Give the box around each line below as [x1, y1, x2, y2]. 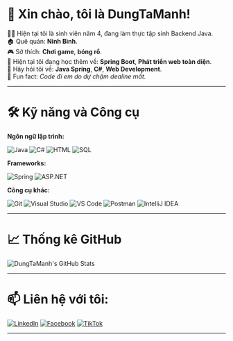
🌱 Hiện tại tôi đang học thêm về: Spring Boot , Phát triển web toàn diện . [7, 57, 212, 65]
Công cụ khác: [7, 185, 50, 194]
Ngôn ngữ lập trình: [7, 132, 64, 140]
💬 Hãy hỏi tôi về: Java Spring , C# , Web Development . [7, 65, 162, 73]
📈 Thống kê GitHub [7, 232, 122, 247]
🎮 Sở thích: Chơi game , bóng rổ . [7, 47, 103, 56]
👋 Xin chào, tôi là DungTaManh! [7, 6, 191, 22]
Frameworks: [7, 159, 46, 167]
